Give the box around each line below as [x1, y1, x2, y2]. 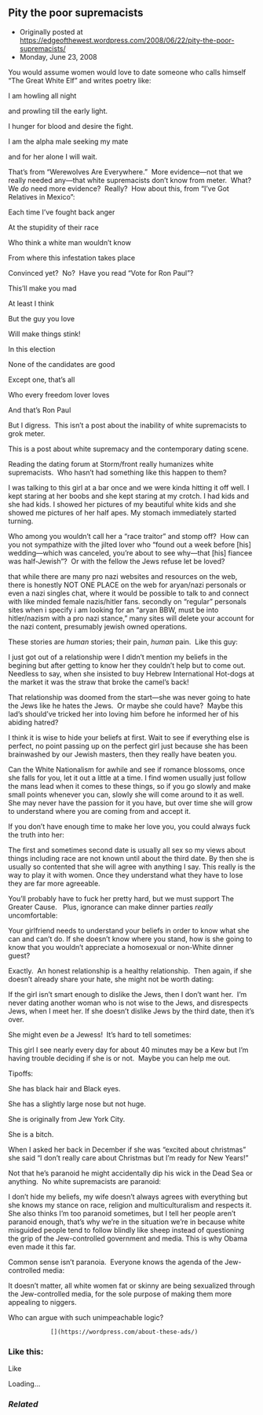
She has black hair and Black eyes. [8, 1083, 121, 1093]
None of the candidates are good [8, 359, 115, 368]
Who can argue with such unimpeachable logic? [8, 1312, 164, 1322]
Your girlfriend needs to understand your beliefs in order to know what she [8, 926, 250, 935]
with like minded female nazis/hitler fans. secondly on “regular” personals [8, 596, 247, 606]
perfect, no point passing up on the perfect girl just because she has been [8, 741, 249, 750]
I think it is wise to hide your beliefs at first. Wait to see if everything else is [8, 732, 250, 742]
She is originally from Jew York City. [8, 1114, 126, 1124]
